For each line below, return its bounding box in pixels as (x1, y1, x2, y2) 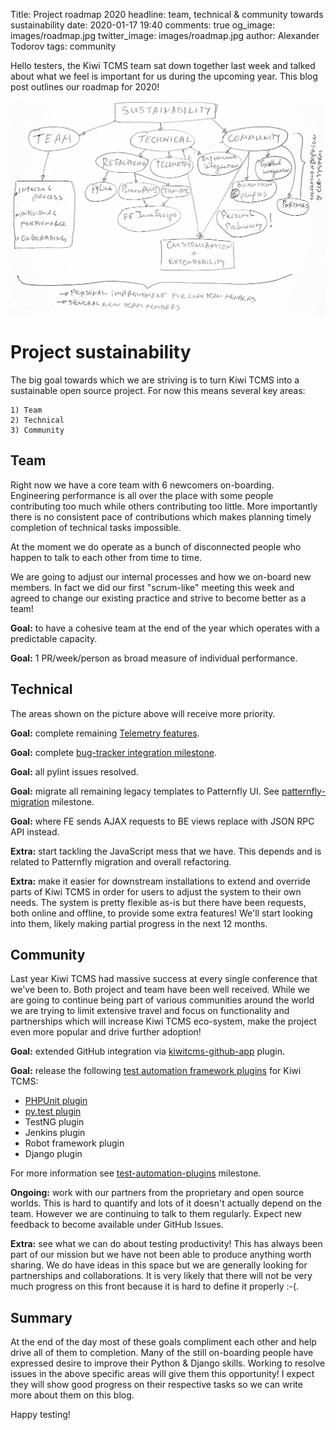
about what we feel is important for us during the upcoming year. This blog (10, 70, 318, 82)
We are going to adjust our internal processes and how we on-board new (10, 570, 312, 583)
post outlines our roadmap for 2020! (10, 81, 160, 93)
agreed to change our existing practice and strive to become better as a (10, 592, 307, 604)
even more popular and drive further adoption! (10, 1026, 202, 1038)
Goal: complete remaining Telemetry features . (10, 727, 200, 739)
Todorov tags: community (10, 40, 117, 52)
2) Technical (10, 415, 65, 425)
